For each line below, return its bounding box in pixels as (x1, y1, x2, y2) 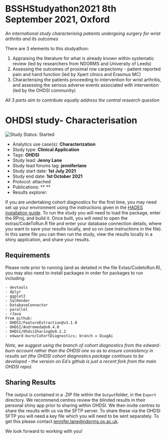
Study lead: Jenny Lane (12, 157, 62, 163)
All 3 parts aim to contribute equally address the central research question (5, 97, 159, 103)
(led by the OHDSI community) (12, 87, 76, 93)
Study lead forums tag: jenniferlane (12, 162, 87, 169)
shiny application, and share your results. (5, 236, 90, 242)
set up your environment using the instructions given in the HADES (5, 204, 143, 210)
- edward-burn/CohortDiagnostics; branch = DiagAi (5, 333, 113, 338)
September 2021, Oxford (5, 14, 110, 25)
